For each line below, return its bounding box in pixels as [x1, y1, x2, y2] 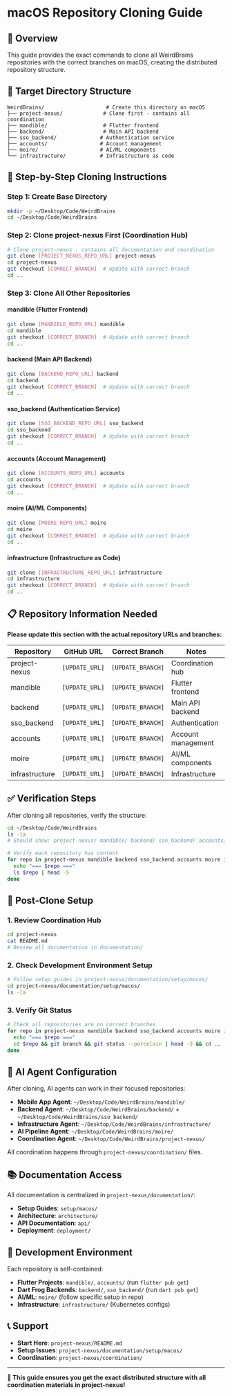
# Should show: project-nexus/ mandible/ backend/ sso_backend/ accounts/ [7, 837, 227, 844]
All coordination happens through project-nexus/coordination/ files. [7, 1148, 203, 1156]
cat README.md [7, 938, 48, 945]
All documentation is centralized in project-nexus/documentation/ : [7, 1191, 195, 1199]
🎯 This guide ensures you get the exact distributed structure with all [7, 1373, 206, 1381]
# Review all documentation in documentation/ [7, 944, 144, 951]
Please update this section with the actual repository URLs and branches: [7, 630, 222, 638]
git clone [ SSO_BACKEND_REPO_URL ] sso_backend [7, 420, 144, 427]
